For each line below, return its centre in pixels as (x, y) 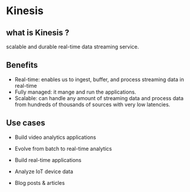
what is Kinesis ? (38, 33)
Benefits (22, 65)
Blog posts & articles (40, 183)
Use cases (26, 123)
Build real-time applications (48, 160)
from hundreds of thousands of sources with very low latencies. (92, 104)
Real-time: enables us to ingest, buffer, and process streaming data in (99, 79)
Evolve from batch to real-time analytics (63, 148)
